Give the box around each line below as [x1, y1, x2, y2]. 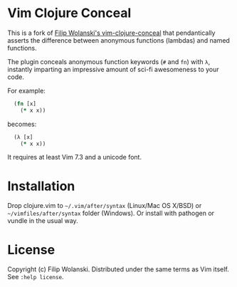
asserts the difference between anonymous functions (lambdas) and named [7, 36, 230, 44]
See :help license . [7, 273, 64, 281]
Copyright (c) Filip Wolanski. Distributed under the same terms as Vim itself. [7, 265, 229, 273]
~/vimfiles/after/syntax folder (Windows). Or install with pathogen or [7, 209, 215, 218]
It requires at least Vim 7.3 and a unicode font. [7, 153, 142, 162]
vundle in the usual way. [7, 216, 78, 225]
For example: [7, 86, 46, 95]
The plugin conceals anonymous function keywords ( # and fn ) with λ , [7, 57, 211, 66]
